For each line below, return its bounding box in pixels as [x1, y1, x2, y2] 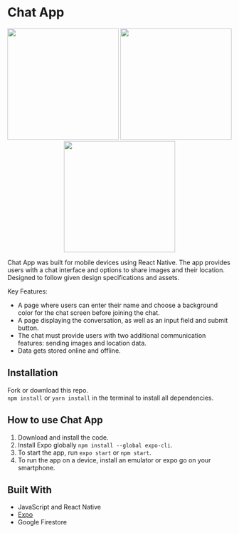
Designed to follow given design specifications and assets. [7, 273, 180, 281]
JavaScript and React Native [17, 503, 102, 512]
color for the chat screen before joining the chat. [17, 308, 160, 317]
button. [17, 324, 39, 332]
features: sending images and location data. [17, 338, 147, 347]
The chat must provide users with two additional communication [17, 331, 206, 339]
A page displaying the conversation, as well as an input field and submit [17, 316, 228, 324]
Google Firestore [17, 518, 68, 527]
